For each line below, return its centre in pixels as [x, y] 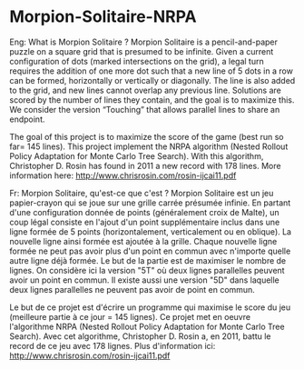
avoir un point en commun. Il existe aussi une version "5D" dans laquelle [144, 280]
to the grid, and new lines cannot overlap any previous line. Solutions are [145, 90]
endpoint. [27, 119]
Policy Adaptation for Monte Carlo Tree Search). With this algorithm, [137, 155]
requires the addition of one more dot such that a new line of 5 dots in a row [151, 71]
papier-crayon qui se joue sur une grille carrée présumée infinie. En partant [150, 203]
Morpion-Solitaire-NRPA [103, 17]
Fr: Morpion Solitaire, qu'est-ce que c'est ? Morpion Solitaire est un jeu [142, 193]
